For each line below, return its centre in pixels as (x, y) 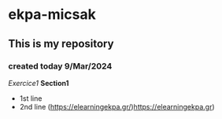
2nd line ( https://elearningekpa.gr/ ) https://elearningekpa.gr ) (117, 106)
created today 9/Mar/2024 (60, 66)
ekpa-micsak (52, 15)
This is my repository (61, 44)
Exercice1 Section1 (39, 83)
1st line (31, 98)
